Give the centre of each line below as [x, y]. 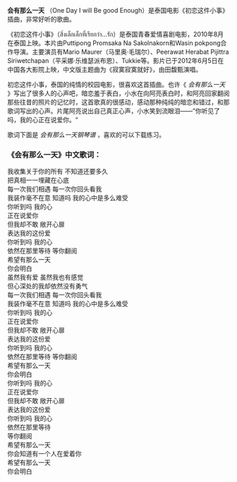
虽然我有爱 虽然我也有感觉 [45, 277]
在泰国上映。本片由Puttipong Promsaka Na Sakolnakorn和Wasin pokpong [114, 43]
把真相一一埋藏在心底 [38, 180]
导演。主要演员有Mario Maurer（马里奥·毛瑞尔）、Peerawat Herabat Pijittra [121, 52]
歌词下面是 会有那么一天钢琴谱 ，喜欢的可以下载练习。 [86, 135]
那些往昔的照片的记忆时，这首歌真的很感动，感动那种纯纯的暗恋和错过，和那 [119, 102]
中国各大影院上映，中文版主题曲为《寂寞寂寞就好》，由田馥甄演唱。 [105, 70]
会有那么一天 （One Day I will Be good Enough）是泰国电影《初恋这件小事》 [118, 10]
